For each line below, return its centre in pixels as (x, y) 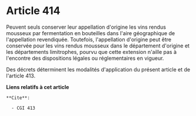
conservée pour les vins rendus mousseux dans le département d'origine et (98, 46)
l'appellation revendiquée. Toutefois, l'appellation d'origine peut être (89, 39)
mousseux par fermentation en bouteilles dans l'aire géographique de (91, 33)
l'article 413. (21, 76)
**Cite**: (18, 98)
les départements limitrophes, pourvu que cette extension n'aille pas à (92, 52)
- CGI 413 (23, 108)
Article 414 (33, 11)
